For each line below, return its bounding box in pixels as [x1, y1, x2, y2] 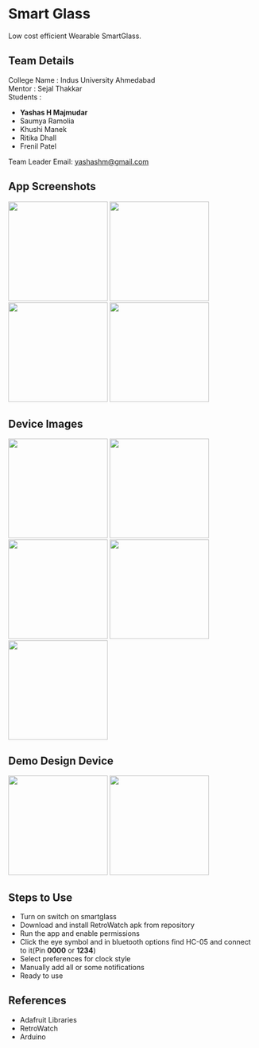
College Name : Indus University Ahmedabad [8, 75, 156, 84]
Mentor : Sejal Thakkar [8, 83, 83, 93]
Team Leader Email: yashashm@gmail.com [8, 157, 149, 166]
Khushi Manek [19, 124, 68, 134]
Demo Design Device [8, 754, 114, 767]
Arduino [19, 1031, 46, 1042]
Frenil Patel [19, 141, 57, 151]
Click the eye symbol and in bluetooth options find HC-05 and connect [19, 937, 252, 946]
